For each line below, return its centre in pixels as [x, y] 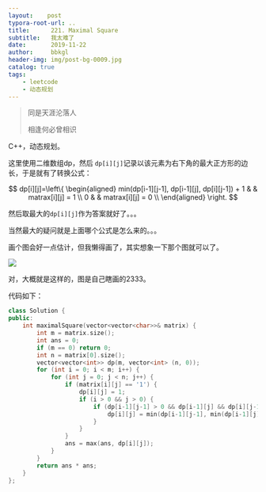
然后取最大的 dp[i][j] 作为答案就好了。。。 [74, 214]
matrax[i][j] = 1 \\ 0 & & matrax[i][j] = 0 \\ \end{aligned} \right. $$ [133, 197]
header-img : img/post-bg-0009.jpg [65, 60]
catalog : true [32, 67]
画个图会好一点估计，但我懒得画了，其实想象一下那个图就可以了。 [116, 247]
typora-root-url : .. [42, 23]
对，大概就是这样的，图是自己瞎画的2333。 [79, 279]
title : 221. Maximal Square [63, 30]
